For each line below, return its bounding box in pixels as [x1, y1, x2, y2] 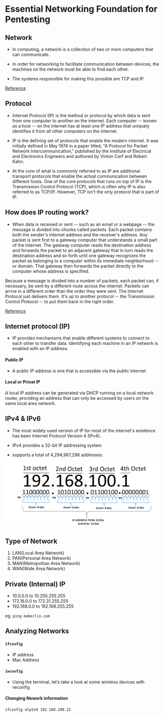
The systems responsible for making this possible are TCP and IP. [12, 76, 145, 81]
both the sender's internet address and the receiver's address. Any [12, 231, 148, 237]
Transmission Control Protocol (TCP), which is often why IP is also [12, 183, 146, 189]
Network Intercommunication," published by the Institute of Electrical [12, 148, 152, 154]
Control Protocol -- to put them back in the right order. [5, 298, 115, 305]
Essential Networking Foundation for [5, 3, 158, 15]
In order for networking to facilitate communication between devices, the [12, 61, 160, 67]
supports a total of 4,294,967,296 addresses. [12, 452, 104, 458]
